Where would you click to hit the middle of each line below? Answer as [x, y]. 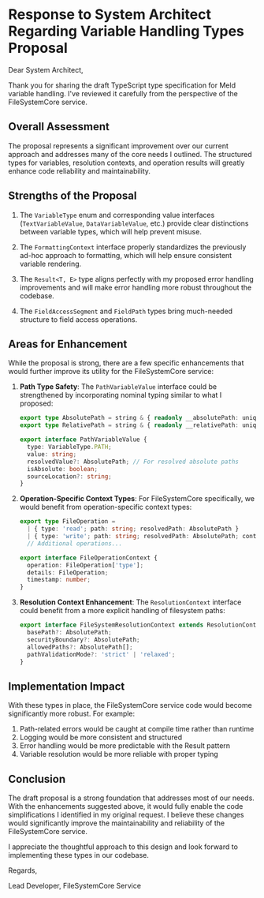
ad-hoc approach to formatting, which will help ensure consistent [126, 255]
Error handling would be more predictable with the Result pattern [125, 746]
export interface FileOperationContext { [89, 558]
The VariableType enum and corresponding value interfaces [117, 215]
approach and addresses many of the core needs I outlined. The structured [130, 154]
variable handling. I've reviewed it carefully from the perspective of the [123, 93]
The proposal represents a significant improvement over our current [118, 146]
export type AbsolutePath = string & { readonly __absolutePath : [129, 418]
